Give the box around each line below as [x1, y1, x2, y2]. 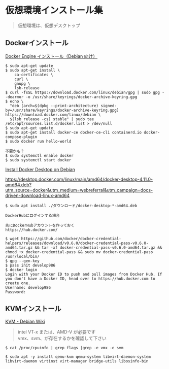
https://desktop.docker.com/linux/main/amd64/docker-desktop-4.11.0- [5, 176, 153, 182]
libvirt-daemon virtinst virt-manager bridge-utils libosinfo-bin [5, 358, 149, 363]
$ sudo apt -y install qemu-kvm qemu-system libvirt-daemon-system [5, 354, 151, 359]
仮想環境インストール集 [5, 5, 103, 16]
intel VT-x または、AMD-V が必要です [17, 328, 96, 335]
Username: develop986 [5, 285, 51, 290]
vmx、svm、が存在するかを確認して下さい [17, 335, 107, 341]
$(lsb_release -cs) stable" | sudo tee [10, 116, 94, 122]
